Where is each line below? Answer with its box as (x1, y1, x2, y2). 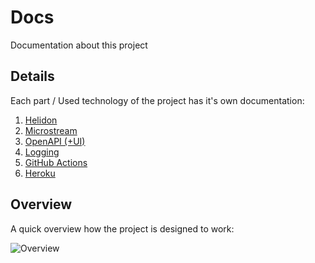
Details (10, 68, 55, 85)
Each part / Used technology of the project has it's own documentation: (10, 94, 305, 106)
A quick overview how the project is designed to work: (10, 222, 235, 235)
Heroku (24, 167, 56, 179)
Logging (24, 146, 60, 158)
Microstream (24, 124, 78, 136)
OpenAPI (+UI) (24, 135, 86, 147)
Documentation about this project (10, 39, 148, 51)
